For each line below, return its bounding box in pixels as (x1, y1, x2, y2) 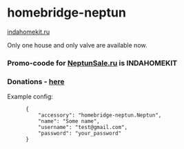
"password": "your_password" (37, 130, 122, 137)
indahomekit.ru (7, 28, 50, 36)
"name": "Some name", (37, 118, 100, 125)
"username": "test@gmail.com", (37, 124, 128, 131)
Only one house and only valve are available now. (7, 41, 147, 49)
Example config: (7, 92, 54, 101)
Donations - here (7, 77, 65, 86)
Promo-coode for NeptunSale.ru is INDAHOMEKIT (7, 58, 178, 68)
